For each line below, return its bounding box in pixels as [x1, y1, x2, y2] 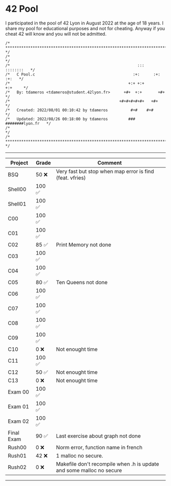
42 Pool [5, 3, 39, 15]
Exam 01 [8, 403, 30, 410]
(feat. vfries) [55, 174, 86, 181]
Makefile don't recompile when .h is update [55, 460, 159, 467]
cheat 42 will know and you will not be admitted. [5, 31, 107, 37]
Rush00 [8, 444, 27, 451]
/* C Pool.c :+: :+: [5, 72, 160, 77]
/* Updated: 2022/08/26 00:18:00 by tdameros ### [5, 116, 136, 121]
